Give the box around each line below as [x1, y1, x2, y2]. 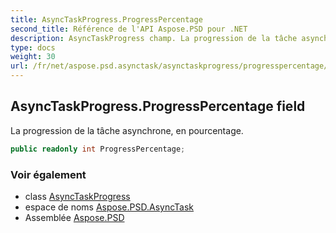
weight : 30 [10, 52, 56, 62]
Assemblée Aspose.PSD [24, 211, 125, 223]
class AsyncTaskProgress [24, 190, 131, 202]
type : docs [10, 42, 56, 53]
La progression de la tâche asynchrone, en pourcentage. [10, 124, 244, 136]
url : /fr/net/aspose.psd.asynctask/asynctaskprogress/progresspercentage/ [10, 61, 329, 71]
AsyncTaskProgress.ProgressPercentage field [10, 98, 306, 115]
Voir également [10, 167, 87, 181]
